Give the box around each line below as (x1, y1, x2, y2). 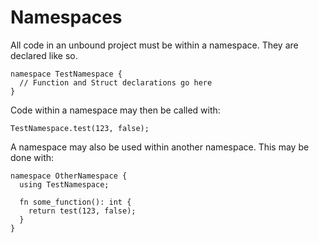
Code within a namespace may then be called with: (10, 104, 221, 116)
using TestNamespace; (19, 179, 110, 190)
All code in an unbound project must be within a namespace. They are (10, 39, 299, 51)
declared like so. (10, 49, 78, 61)
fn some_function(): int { (19, 197, 132, 207)
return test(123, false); (28, 206, 137, 216)
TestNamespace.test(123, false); (10, 123, 150, 133)
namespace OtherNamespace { (10, 171, 128, 181)
